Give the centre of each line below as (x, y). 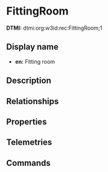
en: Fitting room (35, 61)
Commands (29, 163)
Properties (27, 121)
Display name (32, 47)
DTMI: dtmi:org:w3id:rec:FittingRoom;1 (54, 28)
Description (29, 81)
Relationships (33, 101)
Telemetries (29, 143)
